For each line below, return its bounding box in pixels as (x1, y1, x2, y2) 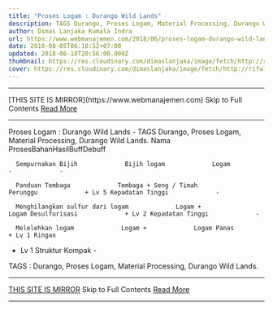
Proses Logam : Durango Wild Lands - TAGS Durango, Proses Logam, (8, 127, 241, 137)
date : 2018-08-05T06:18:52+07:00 (8, 42, 122, 50)
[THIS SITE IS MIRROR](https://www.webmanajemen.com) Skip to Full (8, 94, 242, 104)
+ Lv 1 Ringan (8, 231, 57, 239)
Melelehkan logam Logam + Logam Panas (15, 224, 234, 232)
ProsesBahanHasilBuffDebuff (8, 144, 106, 154)
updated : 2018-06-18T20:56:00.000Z (8, 50, 129, 58)
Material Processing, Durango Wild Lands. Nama (8, 135, 171, 145)
